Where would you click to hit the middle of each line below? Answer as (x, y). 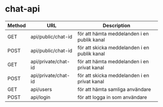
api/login (41, 97)
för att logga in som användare (112, 97)
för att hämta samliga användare (114, 90)
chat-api (23, 9)
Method (17, 26)
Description (116, 26)
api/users (41, 90)
